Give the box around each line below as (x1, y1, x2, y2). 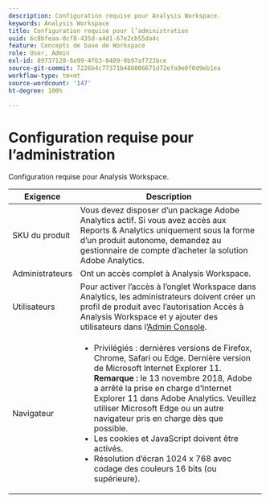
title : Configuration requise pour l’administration (8, 27, 189, 35)
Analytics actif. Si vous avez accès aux (80, 215, 227, 226)
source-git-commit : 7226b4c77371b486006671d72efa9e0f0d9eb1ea (8, 64, 221, 72)
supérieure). (93, 473, 141, 484)
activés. (93, 443, 124, 455)
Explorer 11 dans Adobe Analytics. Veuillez (93, 393, 257, 404)
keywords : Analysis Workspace (8, 19, 110, 27)
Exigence (23, 191, 61, 202)
